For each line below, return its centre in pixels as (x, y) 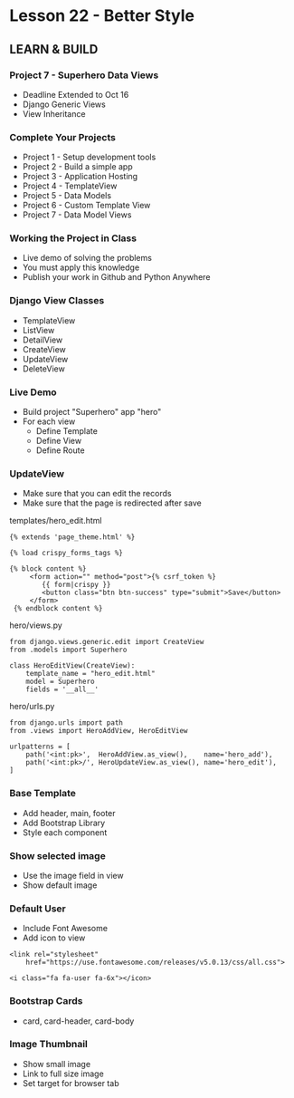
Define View (59, 441)
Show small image (57, 1064)
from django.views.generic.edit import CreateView (107, 642)
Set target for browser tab (71, 1083)
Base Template (43, 794)
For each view (49, 421)
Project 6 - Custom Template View (86, 206)
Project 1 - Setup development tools (89, 157)
